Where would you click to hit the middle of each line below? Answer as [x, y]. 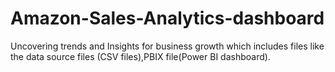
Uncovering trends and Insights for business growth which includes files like [167, 46]
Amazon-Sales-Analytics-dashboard [167, 18]
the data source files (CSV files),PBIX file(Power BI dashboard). [140, 56]
